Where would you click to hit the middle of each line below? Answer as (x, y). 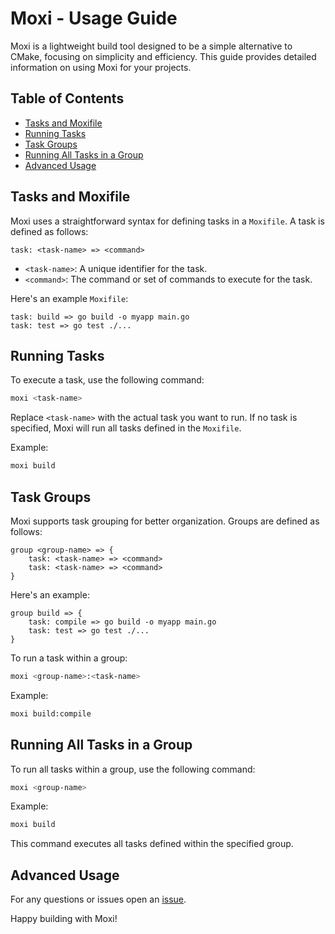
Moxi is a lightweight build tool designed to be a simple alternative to (151, 46)
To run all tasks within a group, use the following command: (133, 769)
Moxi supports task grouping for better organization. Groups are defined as (165, 521)
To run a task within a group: (69, 658)
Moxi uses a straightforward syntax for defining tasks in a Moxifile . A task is (167, 221)
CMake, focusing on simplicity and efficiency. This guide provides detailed (163, 56)
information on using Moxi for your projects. (101, 67)
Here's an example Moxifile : (69, 298)
